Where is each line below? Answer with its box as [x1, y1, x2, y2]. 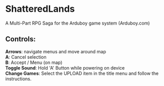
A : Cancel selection [5, 54, 47, 60]
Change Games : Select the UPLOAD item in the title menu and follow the [5, 70, 159, 76]
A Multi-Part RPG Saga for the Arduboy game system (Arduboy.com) [5, 20, 150, 26]
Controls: [5, 35, 36, 44]
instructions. [5, 75, 32, 82]
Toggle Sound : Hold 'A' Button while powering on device [5, 64, 125, 71]
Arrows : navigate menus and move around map [5, 48, 106, 54]
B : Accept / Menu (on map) [5, 59, 63, 66]
